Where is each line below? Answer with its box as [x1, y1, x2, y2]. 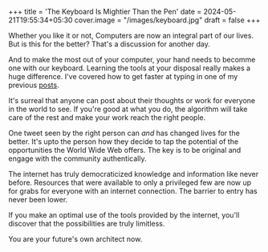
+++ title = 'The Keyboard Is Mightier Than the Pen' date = [8, 7, 202, 16]
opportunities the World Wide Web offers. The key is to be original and [8, 146, 242, 154]
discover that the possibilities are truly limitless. [8, 219, 165, 228]
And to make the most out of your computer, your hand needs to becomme [8, 55, 256, 64]
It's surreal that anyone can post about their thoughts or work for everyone [8, 96, 256, 105]
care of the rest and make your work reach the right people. [8, 113, 206, 122]
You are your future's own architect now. [8, 234, 143, 243]
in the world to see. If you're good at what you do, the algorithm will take [8, 104, 248, 114]
